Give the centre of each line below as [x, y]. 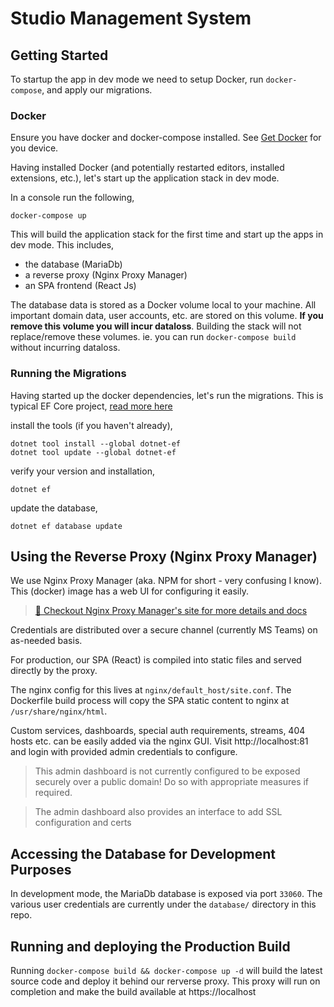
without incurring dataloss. [65, 348]
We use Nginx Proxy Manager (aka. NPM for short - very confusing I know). [166, 581]
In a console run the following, [72, 198]
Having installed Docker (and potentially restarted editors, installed [147, 168]
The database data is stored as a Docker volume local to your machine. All [163, 305]
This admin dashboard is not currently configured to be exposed [167, 771]
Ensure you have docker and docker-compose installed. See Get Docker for [166, 138]
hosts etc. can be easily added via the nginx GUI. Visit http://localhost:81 [159, 741]
